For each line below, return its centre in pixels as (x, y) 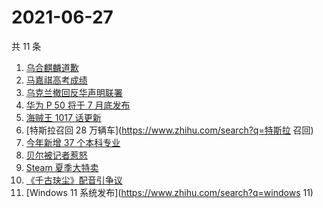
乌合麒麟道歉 (52, 67)
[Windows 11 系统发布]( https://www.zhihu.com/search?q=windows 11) (169, 192)
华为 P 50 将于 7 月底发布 (78, 105)
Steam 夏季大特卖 (62, 167)
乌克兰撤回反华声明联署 (74, 92)
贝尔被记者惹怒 (56, 155)
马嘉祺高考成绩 (56, 80)
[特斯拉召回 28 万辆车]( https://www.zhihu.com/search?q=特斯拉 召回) (169, 130)
